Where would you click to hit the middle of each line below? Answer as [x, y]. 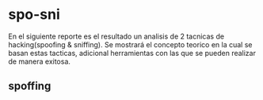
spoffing [30, 86]
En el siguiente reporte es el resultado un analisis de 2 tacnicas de [116, 36]
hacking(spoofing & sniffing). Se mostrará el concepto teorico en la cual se [130, 44]
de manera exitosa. [40, 61]
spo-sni [34, 15]
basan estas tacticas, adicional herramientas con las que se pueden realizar [132, 53]
